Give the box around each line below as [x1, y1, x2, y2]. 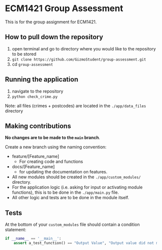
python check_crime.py [12, 94, 58, 99]
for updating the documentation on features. [19, 169, 108, 175]
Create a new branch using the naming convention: [5, 144, 107, 150]
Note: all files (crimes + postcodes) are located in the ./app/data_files [5, 103, 146, 109]
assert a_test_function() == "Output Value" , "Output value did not [13, 241, 154, 246]
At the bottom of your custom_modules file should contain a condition [5, 221, 140, 228]
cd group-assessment [12, 61, 53, 67]
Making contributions [5, 122, 71, 130]
